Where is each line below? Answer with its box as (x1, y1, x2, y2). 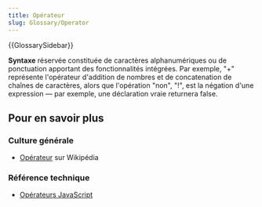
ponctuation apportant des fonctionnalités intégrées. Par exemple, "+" (8, 64, 235, 73)
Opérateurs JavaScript (19, 190, 93, 200)
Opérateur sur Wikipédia (19, 153, 100, 162)
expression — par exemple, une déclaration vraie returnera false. (8, 89, 218, 98)
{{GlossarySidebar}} (8, 40, 75, 49)
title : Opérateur (8, 11, 65, 20)
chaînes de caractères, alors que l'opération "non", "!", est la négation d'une (8, 80, 254, 90)
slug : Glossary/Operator (8, 19, 89, 27)
